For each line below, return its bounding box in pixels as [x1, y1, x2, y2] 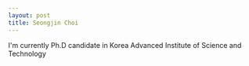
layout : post [8, 11, 51, 20]
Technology [8, 49, 47, 58]
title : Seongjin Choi [8, 19, 79, 27]
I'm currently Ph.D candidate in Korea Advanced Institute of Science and [8, 40, 242, 49]
